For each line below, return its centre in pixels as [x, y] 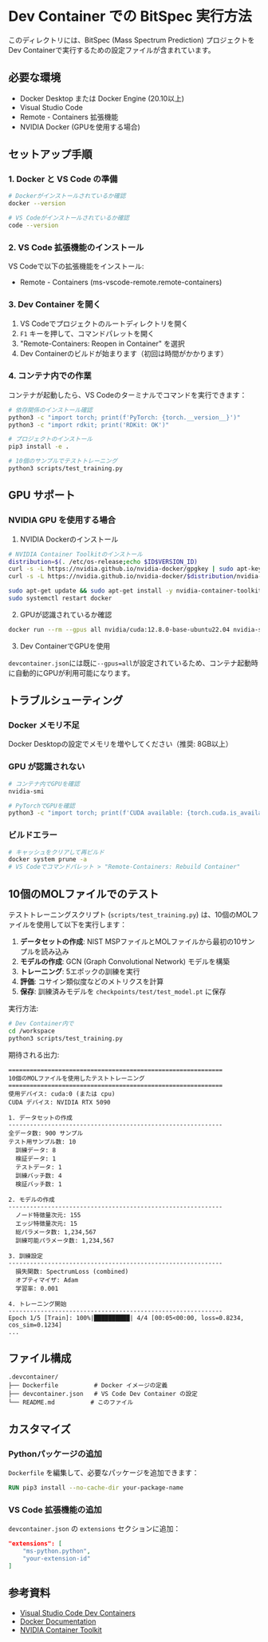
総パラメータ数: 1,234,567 [56, 1232]
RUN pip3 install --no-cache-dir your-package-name [96, 1488]
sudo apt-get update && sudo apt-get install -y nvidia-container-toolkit [135, 591]
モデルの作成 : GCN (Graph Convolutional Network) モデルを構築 [124, 961]
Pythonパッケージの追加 [55, 1454]
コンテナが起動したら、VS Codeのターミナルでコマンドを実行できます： [128, 395]
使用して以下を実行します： [81, 924]
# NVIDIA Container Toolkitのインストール [76, 554]
